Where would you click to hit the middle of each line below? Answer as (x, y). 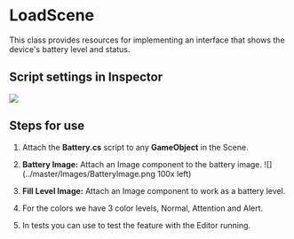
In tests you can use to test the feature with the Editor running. (136, 225)
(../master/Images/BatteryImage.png (88, 173)
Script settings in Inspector (86, 77)
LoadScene (52, 15)
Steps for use (47, 126)
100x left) (174, 173)
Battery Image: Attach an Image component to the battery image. (142, 164)
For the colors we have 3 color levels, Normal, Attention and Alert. (143, 208)
